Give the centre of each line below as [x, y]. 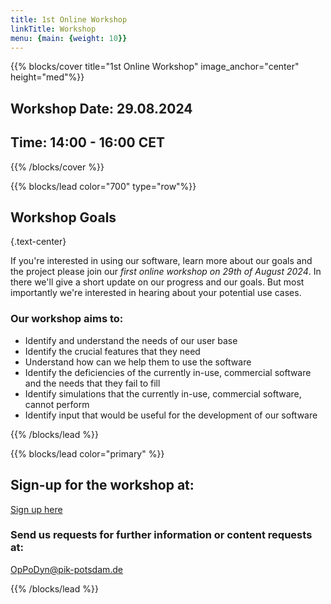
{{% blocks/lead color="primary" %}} [87, 453]
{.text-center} [38, 242]
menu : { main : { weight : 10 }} [69, 38]
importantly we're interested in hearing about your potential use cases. [156, 293]
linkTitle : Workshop [53, 29]
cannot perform [57, 404]
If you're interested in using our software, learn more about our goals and [161, 261]
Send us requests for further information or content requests [161, 535]
